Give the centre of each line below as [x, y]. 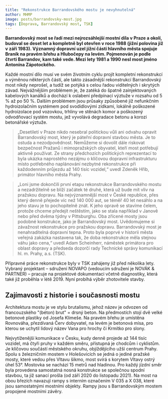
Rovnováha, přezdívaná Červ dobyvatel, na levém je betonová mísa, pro [79, 323]
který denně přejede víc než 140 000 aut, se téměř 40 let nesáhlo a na [90, 201]
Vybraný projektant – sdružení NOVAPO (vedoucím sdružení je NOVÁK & [80, 269]
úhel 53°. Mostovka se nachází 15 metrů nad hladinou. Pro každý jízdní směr [83, 365]
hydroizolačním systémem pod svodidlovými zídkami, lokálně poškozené [80, 106]
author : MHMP [19, 15]
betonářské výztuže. [26, 122]
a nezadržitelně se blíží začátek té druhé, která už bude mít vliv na [86, 190]
